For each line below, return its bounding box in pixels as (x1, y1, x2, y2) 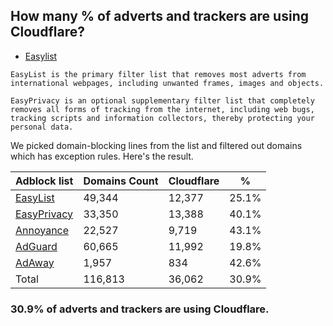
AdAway (15, 255, 55, 269)
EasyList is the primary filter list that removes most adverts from (10, 69, 307, 79)
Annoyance (15, 223, 70, 237)
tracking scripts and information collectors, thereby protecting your (10, 113, 315, 123)
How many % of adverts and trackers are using (10, 8, 309, 25)
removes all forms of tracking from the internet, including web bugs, (10, 104, 315, 114)
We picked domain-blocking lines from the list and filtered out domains (10, 139, 303, 151)
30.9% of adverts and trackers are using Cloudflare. (10, 302, 270, 316)
